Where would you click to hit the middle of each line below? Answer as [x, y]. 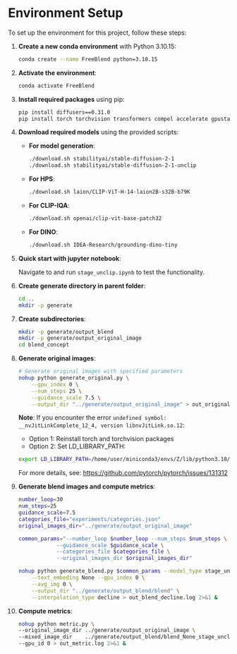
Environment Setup [66, 13]
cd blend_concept [44, 345]
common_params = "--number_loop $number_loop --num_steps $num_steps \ [123, 539]
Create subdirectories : [52, 319]
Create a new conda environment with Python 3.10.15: [97, 46]
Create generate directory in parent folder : [82, 286]
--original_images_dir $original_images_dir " [124, 559]
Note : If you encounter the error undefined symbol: [92, 418]
